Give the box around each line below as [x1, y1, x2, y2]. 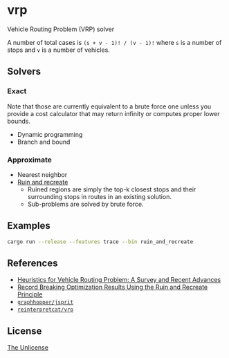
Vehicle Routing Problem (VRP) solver [7, 25, 115, 33]
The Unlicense [7, 343, 48, 352]
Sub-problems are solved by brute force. [27, 200, 144, 208]
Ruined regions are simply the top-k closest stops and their [27, 185, 196, 194]
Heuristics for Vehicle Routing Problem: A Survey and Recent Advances [17, 276, 221, 284]
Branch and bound [17, 138, 71, 146]
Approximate [7, 155, 52, 164]
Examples [7, 220, 51, 232]
